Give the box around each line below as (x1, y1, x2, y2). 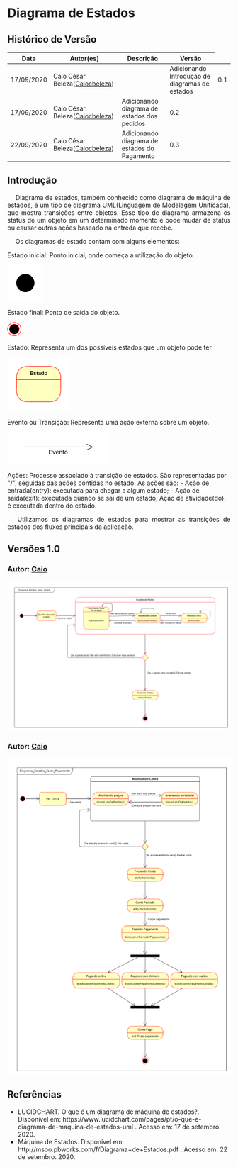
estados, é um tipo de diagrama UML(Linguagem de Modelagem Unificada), (7, 201, 231, 209)
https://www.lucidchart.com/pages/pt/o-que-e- (62, 1115, 202, 1123)
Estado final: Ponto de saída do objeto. (7, 308, 120, 316)
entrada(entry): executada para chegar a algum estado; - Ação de (7, 486, 200, 494)
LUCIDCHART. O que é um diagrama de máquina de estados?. (17, 1107, 200, 1116)
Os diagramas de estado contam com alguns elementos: (15, 237, 180, 245)
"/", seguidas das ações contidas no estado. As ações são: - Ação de (7, 479, 210, 487)
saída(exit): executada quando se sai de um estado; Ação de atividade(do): (7, 493, 227, 502)
